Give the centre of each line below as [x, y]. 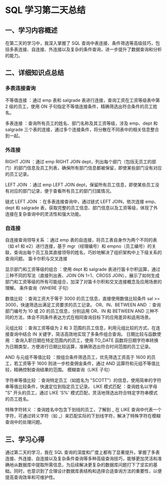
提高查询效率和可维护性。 [31, 478]
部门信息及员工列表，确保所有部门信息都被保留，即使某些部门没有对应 [90, 168]
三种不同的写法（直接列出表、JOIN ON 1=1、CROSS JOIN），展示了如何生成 [83, 275]
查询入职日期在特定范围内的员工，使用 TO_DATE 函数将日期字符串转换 [86, 340]
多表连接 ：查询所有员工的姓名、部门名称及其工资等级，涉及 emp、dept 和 [82, 123]
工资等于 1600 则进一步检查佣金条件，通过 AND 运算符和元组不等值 [87, 364]
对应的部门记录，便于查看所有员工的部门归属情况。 [62, 191]
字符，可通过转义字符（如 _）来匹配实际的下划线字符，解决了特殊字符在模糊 [83, 416]
